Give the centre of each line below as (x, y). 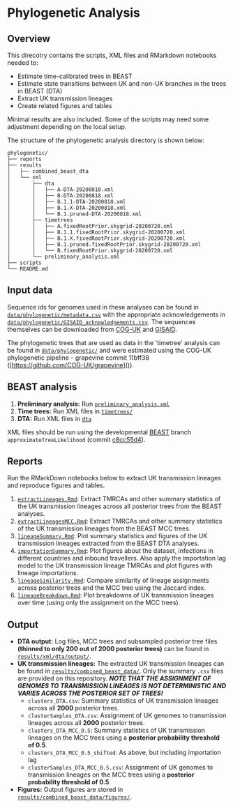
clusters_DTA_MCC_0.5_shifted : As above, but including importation (124, 753)
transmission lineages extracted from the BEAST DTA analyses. (108, 543)
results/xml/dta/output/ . (54, 656)
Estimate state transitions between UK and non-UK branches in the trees (122, 84)
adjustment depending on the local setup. (67, 127)
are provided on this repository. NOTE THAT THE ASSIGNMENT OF (114, 678)
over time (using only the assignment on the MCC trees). (99, 603)
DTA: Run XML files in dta (54, 418)
